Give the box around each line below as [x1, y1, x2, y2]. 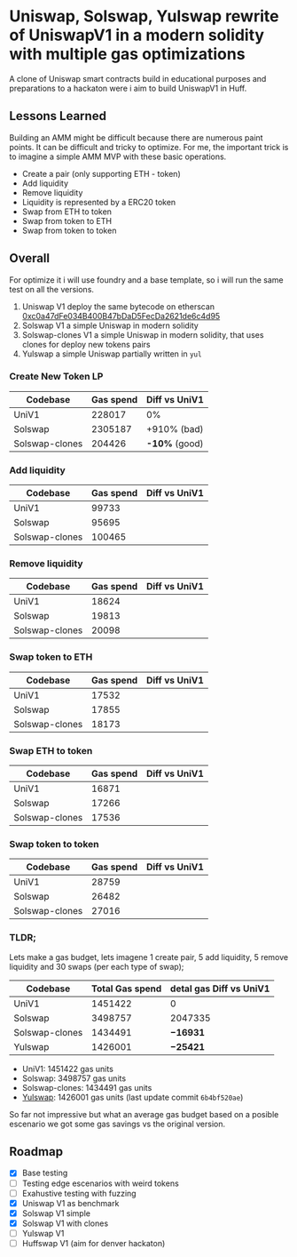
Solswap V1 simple [21, 1207, 91, 1219]
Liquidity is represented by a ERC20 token [21, 196, 176, 207]
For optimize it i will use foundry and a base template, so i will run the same [9, 274, 284, 285]
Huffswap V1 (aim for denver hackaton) [21, 1237, 166, 1248]
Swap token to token [9, 837, 99, 850]
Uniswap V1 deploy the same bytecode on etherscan [21, 300, 215, 312]
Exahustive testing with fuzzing [21, 1188, 137, 1198]
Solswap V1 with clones [21, 1218, 109, 1229]
